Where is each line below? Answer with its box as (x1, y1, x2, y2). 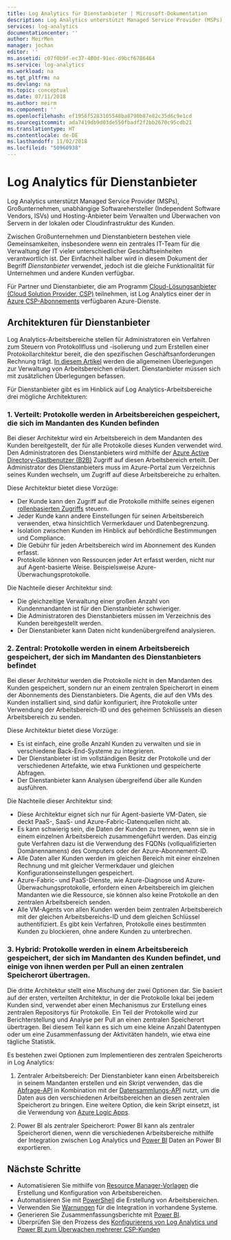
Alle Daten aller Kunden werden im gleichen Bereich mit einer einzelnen (16, 854, 220, 862)
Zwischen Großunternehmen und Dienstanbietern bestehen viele (7, 232, 191, 240)
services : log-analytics (7, 23, 78, 30)
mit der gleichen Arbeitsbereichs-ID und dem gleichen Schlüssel (16, 913, 200, 921)
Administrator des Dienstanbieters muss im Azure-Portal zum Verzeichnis (7, 463, 215, 472)
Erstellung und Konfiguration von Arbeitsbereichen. (16, 1189, 163, 1197)
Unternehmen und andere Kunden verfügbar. (7, 269, 135, 277)
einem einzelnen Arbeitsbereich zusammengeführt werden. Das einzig (16, 832, 217, 840)
